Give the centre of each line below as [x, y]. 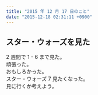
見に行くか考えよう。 [32, 86]
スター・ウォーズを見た [48, 42]
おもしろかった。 [27, 72]
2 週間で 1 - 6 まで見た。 [36, 57]
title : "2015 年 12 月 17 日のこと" [48, 11]
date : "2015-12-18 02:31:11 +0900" [49, 17]
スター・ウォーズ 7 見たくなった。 [47, 79]
